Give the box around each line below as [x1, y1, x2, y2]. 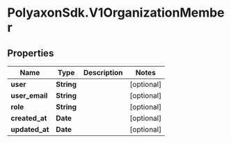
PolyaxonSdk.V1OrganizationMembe [7, 5, 225, 21]
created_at [10, 113, 47, 123]
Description [83, 68, 123, 77]
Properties [7, 47, 54, 59]
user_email [10, 91, 48, 100]
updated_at [10, 125, 49, 134]
